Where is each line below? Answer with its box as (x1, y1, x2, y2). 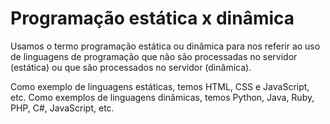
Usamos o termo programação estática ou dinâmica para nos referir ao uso (10, 40, 321, 52)
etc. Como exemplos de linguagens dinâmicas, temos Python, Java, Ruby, (10, 91, 315, 103)
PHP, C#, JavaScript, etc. (10, 102, 115, 114)
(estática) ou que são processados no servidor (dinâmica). (10, 61, 252, 73)
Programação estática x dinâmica (10, 7, 295, 30)
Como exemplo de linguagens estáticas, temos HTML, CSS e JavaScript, (10, 80, 310, 92)
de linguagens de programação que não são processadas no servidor (10, 50, 298, 62)
